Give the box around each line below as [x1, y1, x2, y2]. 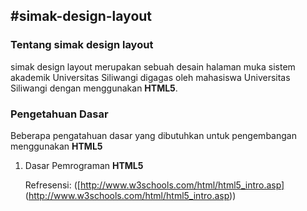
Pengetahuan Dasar [10, 107, 109, 121]
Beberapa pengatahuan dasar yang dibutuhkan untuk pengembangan [10, 129, 297, 141]
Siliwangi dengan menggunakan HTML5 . [10, 82, 178, 94]
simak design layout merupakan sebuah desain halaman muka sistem [10, 60, 296, 73]
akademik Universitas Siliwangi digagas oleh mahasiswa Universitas [10, 71, 291, 83]
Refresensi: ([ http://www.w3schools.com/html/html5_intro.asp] [24, 179, 285, 191]
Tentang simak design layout [10, 38, 154, 52]
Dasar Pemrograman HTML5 [24, 159, 144, 171]
